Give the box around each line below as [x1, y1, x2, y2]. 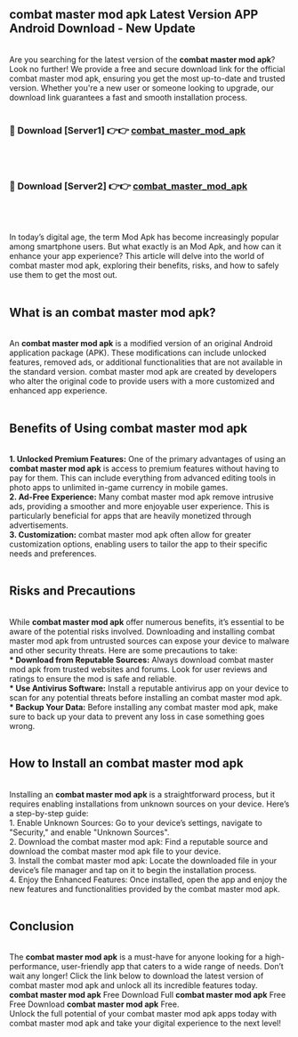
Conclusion [9, 919, 75, 934]
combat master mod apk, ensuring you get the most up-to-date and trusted [9, 73, 286, 84]
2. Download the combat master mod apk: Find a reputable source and [9, 836, 269, 847]
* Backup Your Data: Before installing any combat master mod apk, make [9, 701, 278, 712]
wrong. [9, 720, 36, 731]
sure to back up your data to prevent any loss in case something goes [9, 711, 265, 722]
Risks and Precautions [9, 583, 136, 599]
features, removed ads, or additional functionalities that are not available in [9, 357, 283, 368]
